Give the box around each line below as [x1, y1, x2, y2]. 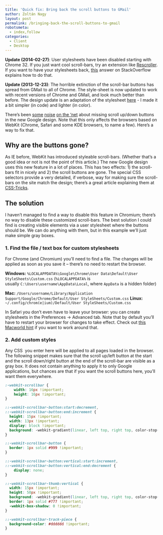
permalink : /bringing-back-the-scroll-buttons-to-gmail [5, 20, 120, 26]
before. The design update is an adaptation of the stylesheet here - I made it [5, 97, 158, 103]
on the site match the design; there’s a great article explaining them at [15, 180, 154, 186]
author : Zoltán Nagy [5, 12, 47, 17]
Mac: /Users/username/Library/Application [5, 290, 93, 296]
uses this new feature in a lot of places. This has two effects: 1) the [5, 164, 138, 170]
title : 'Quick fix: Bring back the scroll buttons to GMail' [5, 7, 131, 12]
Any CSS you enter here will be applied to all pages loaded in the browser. [5, 347, 154, 353]
